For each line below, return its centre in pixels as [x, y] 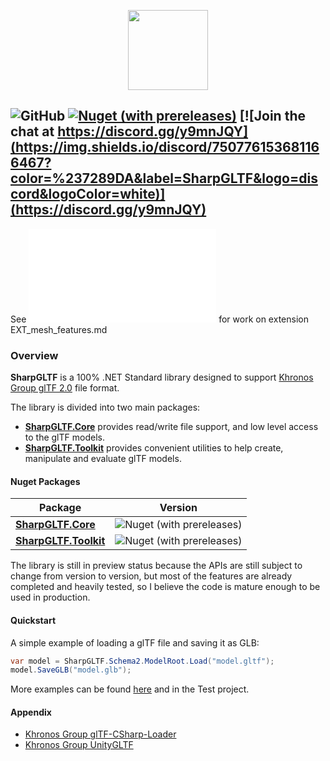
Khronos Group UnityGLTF [79, 745]
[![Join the [272, 116]
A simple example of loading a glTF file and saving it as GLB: [135, 642]
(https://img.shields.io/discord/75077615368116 [165, 147]
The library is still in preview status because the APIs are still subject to [156, 566]
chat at [32, 131]
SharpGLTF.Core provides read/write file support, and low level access [171, 427]
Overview [34, 355]
